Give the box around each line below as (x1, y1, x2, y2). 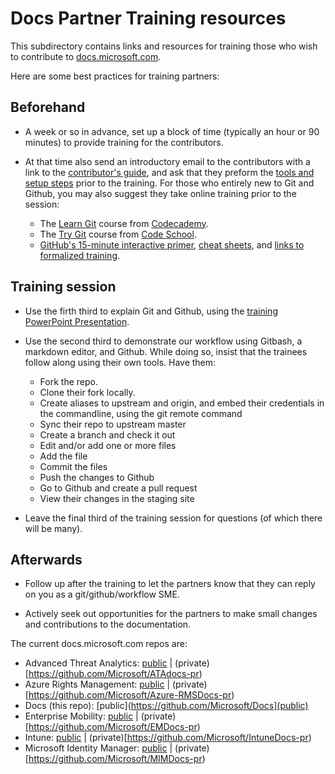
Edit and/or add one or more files (39, 439, 177, 451)
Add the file (39, 450, 88, 462)
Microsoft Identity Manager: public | (24, 742, 173, 754)
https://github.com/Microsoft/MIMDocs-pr (28, 753, 203, 765)
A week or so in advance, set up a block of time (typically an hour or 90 (24, 125, 320, 137)
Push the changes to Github (39, 471, 155, 483)
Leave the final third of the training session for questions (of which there (24, 512, 323, 524)
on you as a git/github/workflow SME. (24, 588, 180, 601)
